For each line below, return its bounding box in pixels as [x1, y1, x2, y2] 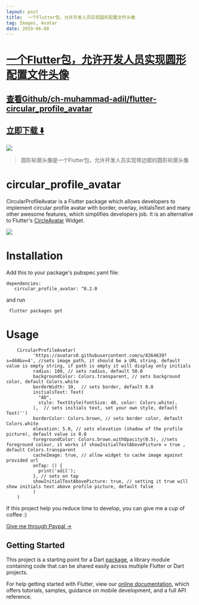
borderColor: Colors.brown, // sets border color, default [32, 416, 183, 422]
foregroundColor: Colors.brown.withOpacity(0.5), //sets [32, 437, 178, 443]
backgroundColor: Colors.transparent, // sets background [32, 374, 180, 380]
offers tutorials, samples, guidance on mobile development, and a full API [6, 587, 186, 594]
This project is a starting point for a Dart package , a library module [6, 556, 170, 564]
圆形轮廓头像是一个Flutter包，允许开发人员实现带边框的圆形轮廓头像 [20, 156, 189, 164]
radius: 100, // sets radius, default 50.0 [32, 368, 143, 375]
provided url [6, 457, 39, 463]
